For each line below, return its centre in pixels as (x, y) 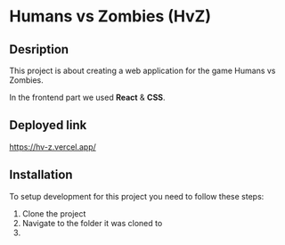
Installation (41, 175)
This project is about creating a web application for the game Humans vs (142, 70)
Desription (39, 49)
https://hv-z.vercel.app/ (53, 147)
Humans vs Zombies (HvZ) (110, 16)
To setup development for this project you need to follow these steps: (137, 196)
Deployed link (48, 125)
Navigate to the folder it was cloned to (92, 223)
